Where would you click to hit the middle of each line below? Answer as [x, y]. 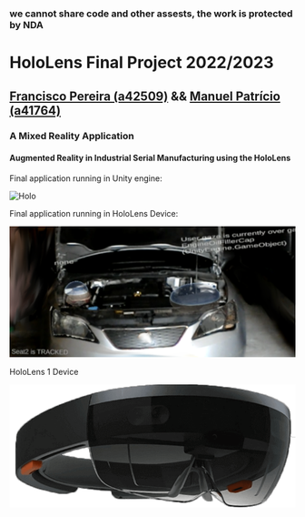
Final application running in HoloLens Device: [94, 213]
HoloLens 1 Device [44, 372]
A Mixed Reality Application [72, 137]
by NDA [26, 25]
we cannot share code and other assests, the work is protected [151, 14]
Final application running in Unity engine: [86, 178]
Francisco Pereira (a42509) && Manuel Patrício [145, 96]
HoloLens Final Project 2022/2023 [142, 63]
